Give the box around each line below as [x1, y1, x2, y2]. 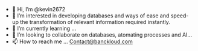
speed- [170, 12, 189, 19]
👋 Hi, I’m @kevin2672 [11, 6, 65, 13]
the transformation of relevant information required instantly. [20, 19, 171, 25]
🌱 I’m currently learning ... [11, 25, 77, 32]
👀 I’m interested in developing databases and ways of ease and [11, 12, 170, 19]
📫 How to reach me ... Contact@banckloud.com [11, 38, 133, 45]
